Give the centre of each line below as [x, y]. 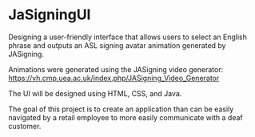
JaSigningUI [50, 15]
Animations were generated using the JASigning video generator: [116, 69]
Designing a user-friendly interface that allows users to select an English [128, 37]
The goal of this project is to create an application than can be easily [121, 109]
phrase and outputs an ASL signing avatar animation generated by [117, 45]
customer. [25, 126]
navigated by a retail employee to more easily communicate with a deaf [126, 117]
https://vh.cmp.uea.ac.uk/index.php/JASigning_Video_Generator [114, 78]
